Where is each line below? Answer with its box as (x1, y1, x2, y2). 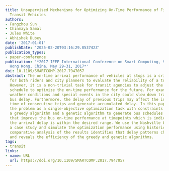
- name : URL (5, 153, 30, 158)
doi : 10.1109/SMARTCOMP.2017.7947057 (5, 69, 84, 74)
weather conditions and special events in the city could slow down (10, 92, 156, 97)
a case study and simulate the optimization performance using (10, 125, 145, 130)
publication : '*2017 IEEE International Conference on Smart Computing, (5, 59, 161, 64)
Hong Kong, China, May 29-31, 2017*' (10, 64, 89, 69)
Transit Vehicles (10, 12, 46, 17)
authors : (5, 17, 24, 22)
